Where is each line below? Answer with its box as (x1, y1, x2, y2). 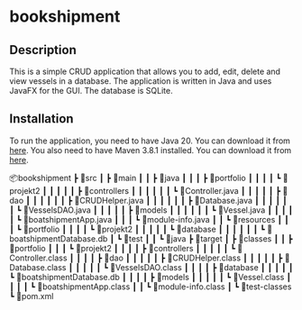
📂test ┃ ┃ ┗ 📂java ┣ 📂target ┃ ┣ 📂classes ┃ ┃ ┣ (123, 232, 293, 244)
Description (9, 42, 77, 58)
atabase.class (9, 261, 67, 272)
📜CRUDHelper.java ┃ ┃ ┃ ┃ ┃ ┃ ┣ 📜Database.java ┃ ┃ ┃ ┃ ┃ (74, 195, 288, 205)
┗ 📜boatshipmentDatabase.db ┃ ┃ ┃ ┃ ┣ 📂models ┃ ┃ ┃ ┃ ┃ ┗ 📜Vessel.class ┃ (9, 271, 291, 282)
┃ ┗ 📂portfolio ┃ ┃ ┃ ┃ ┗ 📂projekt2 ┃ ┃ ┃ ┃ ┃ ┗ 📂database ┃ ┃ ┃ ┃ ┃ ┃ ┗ (9, 223, 266, 234)
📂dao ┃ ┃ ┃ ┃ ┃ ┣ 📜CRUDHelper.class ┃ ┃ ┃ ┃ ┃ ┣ (104, 252, 283, 263)
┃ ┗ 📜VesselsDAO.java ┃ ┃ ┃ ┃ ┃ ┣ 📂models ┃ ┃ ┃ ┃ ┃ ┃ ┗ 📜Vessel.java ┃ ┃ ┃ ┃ (9, 205, 294, 215)
